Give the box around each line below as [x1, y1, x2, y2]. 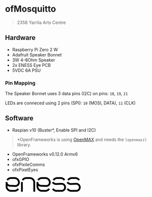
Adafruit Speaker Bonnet [12, 52, 62, 58]
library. [17, 141, 32, 147]
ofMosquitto [5, 3, 57, 15]
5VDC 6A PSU [12, 67, 41, 73]
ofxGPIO [12, 156, 29, 162]
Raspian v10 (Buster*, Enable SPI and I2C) [12, 127, 96, 133]
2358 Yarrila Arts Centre [17, 20, 66, 25]
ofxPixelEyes [12, 167, 38, 173]
